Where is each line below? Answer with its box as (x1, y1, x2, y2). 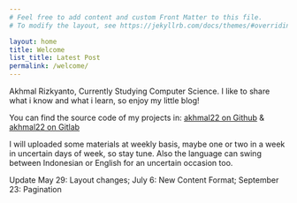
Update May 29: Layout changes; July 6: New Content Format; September (9, 175, 279, 185)
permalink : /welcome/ (9, 62, 89, 71)
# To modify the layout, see (9, 21, 117, 30)
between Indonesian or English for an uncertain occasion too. (9, 158, 233, 168)
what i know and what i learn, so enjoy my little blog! (9, 95, 201, 106)
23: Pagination (9, 184, 62, 194)
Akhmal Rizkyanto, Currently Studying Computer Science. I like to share (9, 86, 270, 96)
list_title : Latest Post (9, 54, 101, 63)
